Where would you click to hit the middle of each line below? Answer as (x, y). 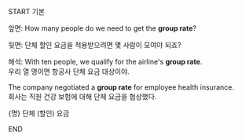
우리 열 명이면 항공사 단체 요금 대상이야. (69, 72)
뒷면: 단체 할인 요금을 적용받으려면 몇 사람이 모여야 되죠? (95, 45)
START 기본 (27, 11)
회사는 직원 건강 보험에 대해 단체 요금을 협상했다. (82, 96)
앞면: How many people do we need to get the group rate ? (102, 28)
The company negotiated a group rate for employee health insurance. (121, 87)
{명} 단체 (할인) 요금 (39, 113)
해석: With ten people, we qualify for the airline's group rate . (105, 62)
